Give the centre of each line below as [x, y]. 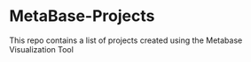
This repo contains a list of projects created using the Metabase [126, 40]
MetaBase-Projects [82, 16]
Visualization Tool [41, 49]
